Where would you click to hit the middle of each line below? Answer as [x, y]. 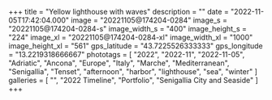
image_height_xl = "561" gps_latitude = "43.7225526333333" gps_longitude [136, 46]
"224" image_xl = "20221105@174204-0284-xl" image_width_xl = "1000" [131, 37]
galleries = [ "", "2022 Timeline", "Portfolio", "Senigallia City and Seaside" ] [133, 80]
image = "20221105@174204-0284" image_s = [149, 20]
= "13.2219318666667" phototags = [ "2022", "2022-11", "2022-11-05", [127, 54]
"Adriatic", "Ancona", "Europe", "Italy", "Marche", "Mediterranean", [119, 63]
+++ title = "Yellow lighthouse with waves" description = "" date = [119, 12]
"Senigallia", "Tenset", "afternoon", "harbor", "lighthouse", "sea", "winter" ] [133, 71]
